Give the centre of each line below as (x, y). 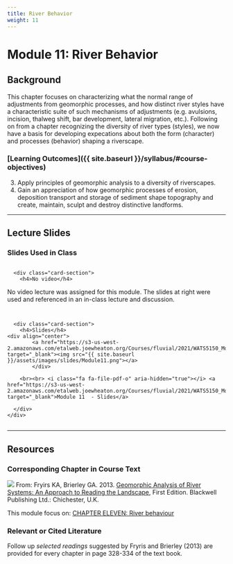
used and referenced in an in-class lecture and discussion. (91, 300)
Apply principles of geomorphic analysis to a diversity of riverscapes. (116, 182)
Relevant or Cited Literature (54, 531)
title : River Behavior (40, 14)
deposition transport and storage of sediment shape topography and (115, 197)
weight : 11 (23, 20)
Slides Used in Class (42, 253)
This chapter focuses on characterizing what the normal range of (100, 96)
